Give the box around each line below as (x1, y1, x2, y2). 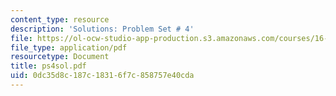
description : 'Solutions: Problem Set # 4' (10, 24, 195, 34)
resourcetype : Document (10, 52, 110, 62)
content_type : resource (10, 14, 110, 25)
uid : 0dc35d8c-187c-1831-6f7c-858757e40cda (10, 71, 195, 81)
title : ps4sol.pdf (10, 61, 87, 71)
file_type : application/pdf (10, 42, 128, 53)
